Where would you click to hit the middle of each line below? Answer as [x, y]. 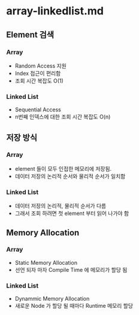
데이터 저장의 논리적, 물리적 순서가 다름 [61, 206]
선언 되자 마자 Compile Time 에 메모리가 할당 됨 [71, 269]
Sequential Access [38, 110]
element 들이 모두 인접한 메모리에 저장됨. [63, 168]
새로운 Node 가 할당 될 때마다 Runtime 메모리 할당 [74, 306]
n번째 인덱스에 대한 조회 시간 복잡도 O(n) [63, 117]
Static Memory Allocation [46, 262]
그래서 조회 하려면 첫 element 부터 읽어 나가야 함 [72, 213]
